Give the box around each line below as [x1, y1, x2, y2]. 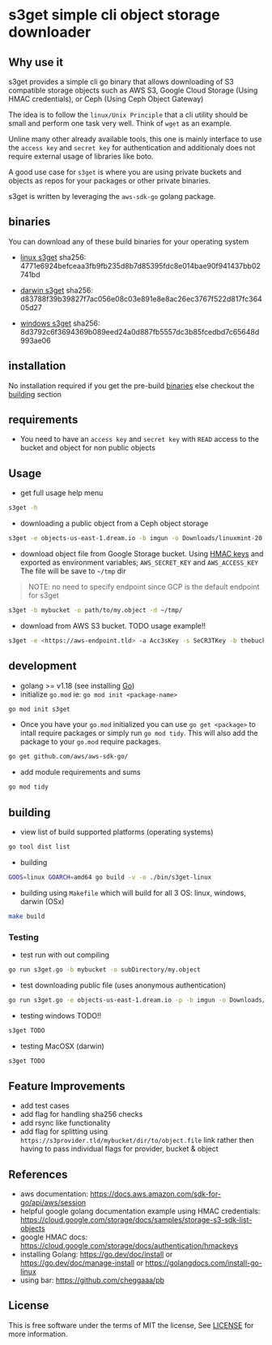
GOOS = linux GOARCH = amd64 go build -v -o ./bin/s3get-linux [8, 873, 212, 881]
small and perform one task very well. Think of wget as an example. [8, 119, 232, 128]
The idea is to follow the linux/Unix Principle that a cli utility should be [8, 110, 249, 119]
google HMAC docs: [19, 1232, 88, 1242]
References [8, 1167, 68, 1181]
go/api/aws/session [19, 1198, 87, 1208]
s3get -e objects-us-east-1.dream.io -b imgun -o [8, 534, 180, 543]
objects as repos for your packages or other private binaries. [8, 176, 211, 185]
